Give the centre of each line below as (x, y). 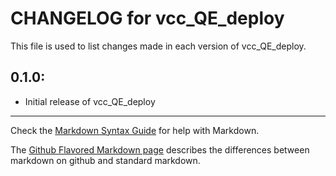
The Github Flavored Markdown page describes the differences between (160, 149)
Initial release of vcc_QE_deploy (90, 101)
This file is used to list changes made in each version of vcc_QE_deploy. (158, 46)
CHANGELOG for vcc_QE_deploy (147, 18)
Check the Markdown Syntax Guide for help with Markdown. (135, 130)
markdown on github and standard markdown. (105, 160)
